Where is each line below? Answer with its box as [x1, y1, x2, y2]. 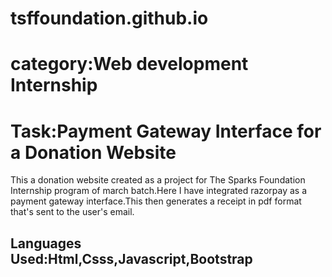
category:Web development [10, 53, 249, 76]
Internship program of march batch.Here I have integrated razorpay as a [10, 185, 307, 197]
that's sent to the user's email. [10, 206, 135, 218]
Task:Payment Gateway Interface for [10, 120, 322, 142]
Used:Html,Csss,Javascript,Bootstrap [10, 250, 253, 267]
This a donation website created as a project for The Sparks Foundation [10, 174, 306, 186]
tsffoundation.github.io [10, 7, 209, 30]
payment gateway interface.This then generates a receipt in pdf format [10, 195, 302, 207]
